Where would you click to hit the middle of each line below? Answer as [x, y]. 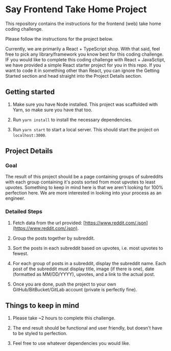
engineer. [15, 198]
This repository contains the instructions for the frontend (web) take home [83, 24]
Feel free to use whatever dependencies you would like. [71, 343]
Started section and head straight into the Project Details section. [74, 76]
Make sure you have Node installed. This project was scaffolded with [85, 104]
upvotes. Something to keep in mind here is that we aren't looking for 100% [84, 188]
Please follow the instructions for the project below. [59, 39]
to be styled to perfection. [40, 333]
